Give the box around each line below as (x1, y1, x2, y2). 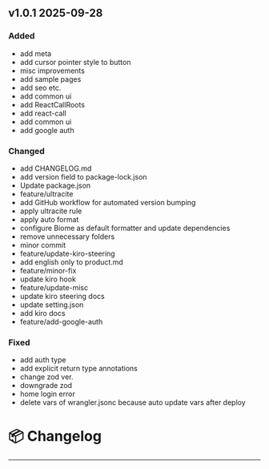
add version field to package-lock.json (19, 172, 147, 181)
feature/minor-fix (19, 265, 77, 275)
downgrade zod (19, 381, 73, 390)
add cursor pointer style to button (19, 57, 131, 67)
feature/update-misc (19, 282, 89, 292)
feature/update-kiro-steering (19, 249, 115, 258)
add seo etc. (19, 83, 62, 92)
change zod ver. (19, 372, 74, 382)
